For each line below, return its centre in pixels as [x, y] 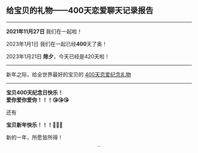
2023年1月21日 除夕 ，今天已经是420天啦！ [58, 56]
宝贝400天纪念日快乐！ [35, 92]
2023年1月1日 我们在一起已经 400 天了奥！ [57, 44]
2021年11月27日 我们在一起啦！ [44, 31]
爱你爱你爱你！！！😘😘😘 [37, 99]
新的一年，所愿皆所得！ [34, 137]
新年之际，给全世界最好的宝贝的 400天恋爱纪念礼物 [69, 74]
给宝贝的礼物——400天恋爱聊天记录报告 [80, 11]
